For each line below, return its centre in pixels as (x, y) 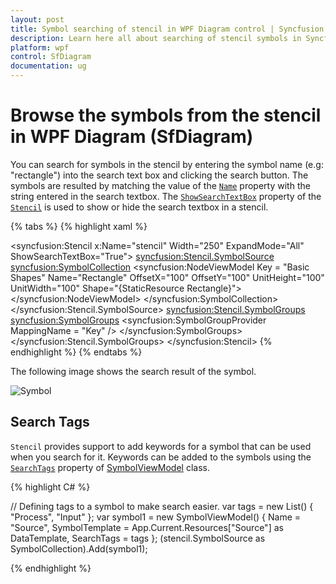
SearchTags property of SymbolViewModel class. (110, 467)
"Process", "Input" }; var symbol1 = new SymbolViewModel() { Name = (156, 517)
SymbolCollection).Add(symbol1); (79, 548)
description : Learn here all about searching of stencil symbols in (156, 38)
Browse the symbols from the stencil (166, 115)
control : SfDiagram (51, 57)
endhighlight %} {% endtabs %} (76, 352)
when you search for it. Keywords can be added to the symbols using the (161, 457)
